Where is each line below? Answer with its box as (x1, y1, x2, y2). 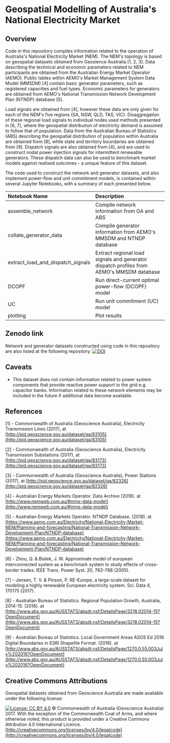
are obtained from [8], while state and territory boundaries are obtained (5, 138, 154, 144)
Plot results (95, 312, 122, 319)
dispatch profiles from (95, 262, 148, 269)
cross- (144, 562, 158, 568)
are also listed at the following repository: (5, 348, 92, 354)
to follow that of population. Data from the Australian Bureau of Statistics (5, 128, 157, 134)
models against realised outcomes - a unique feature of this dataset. (5, 160, 148, 166)
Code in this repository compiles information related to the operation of (5, 48, 153, 54)
